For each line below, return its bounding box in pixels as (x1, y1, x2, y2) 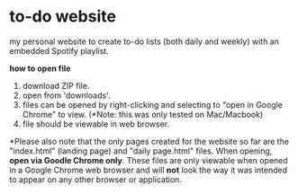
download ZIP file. (22, 80, 90, 91)
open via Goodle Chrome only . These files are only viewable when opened (9, 154, 288, 165)
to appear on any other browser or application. (9, 173, 183, 185)
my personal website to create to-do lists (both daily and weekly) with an (9, 36, 279, 47)
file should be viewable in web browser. (22, 119, 169, 129)
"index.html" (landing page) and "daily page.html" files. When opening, (9, 145, 273, 156)
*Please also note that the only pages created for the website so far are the (9, 136, 290, 146)
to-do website (9, 6, 117, 27)
